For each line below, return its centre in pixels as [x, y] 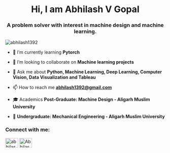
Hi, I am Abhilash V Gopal [85, 9]
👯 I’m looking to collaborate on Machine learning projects [73, 62]
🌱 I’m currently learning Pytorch [46, 52]
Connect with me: [28, 130]
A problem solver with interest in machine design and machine [85, 25]
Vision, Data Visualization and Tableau [54, 78]
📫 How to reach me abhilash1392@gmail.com [62, 88]
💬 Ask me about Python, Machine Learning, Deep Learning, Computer [87, 72]
